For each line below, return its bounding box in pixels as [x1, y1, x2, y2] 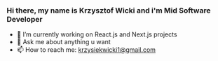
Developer [6, 14, 43, 24]
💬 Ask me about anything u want [16, 38, 111, 46]
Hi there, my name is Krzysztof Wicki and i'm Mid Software [6, 6, 211, 15]
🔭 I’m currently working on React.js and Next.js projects [16, 30, 177, 39]
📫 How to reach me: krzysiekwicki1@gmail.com [16, 46, 156, 54]
